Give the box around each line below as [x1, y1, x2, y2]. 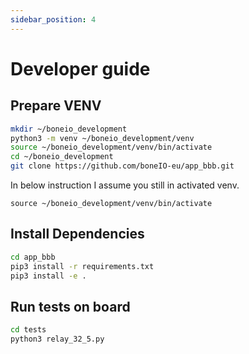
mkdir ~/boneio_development [10, 124, 128, 134]
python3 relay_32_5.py [10, 334, 105, 345]
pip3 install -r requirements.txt [10, 261, 155, 271]
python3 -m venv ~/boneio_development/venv [10, 133, 195, 143]
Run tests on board [10, 298, 131, 315]
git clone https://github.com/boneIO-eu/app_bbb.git [10, 161, 235, 171]
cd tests [10, 325, 47, 335]
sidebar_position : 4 [10, 14, 97, 25]
